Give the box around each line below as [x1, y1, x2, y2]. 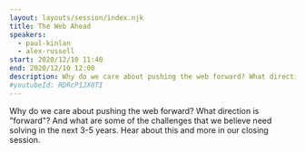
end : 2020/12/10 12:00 [9, 64, 95, 73]
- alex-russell [17, 47, 75, 56]
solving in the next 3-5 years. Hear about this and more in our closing [9, 124, 270, 136]
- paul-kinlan [17, 38, 71, 48]
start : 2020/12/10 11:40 [9, 55, 103, 64]
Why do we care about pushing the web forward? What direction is [9, 105, 260, 116]
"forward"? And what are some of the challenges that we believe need [9, 115, 272, 126]
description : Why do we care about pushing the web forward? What [9, 72, 266, 81]
